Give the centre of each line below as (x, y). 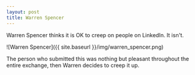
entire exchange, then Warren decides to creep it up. (73, 65)
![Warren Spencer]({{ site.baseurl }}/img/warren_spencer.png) (85, 47)
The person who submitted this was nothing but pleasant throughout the (98, 59)
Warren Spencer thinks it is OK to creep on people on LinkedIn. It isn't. (95, 35)
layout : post (23, 12)
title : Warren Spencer (35, 18)
